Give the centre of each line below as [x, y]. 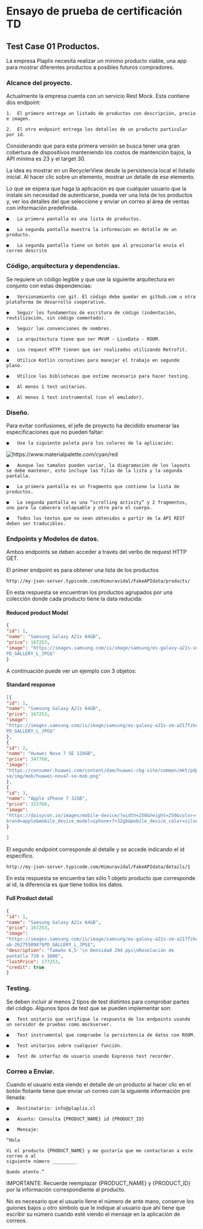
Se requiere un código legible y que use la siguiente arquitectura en [91, 279]
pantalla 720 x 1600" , [35, 956]
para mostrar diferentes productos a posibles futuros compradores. [90, 67]
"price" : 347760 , [28, 759]
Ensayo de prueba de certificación [94, 11]
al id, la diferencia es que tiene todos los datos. [65, 884]
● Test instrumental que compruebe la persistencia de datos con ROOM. [101, 1035]
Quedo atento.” [25, 1172]
